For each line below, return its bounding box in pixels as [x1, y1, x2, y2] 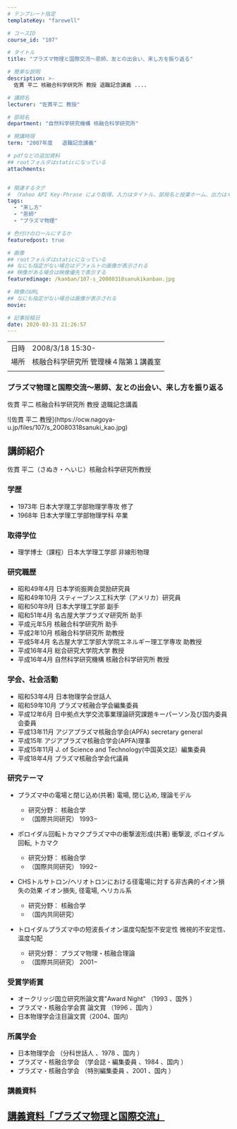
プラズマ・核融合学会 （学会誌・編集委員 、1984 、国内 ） [17, 1058, 188, 1066]
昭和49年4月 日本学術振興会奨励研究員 [17, 585, 130, 593]
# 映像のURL [7, 288, 39, 296]
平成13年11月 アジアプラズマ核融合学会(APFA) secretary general [17, 727, 203, 736]
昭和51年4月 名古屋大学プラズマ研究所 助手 [17, 611, 143, 619]
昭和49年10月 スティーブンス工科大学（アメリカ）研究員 [17, 593, 181, 602]
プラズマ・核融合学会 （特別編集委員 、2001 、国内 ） [17, 1067, 175, 1075]
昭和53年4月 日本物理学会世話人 [17, 692, 111, 701]
